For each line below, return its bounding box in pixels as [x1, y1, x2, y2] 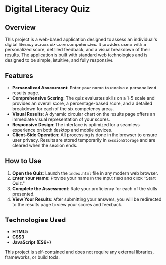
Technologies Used [5, 216, 66, 224]
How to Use [5, 157, 42, 165]
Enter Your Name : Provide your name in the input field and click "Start [12, 175, 156, 181]
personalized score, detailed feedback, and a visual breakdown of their [5, 47, 150, 52]
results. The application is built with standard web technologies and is [5, 52, 148, 58]
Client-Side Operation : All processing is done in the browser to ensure [12, 132, 157, 138]
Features [5, 72, 33, 80]
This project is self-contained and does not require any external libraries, [5, 249, 154, 255]
